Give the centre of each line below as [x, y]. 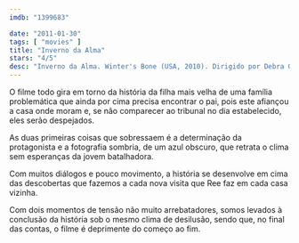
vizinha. [24, 193]
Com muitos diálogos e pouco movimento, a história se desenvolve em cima [149, 174]
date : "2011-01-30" [45, 33]
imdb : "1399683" [39, 17]
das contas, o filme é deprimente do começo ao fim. [105, 229]
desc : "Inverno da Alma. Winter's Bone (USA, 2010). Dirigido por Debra [147, 67]
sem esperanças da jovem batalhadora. [81, 156]
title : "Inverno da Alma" [57, 50]
